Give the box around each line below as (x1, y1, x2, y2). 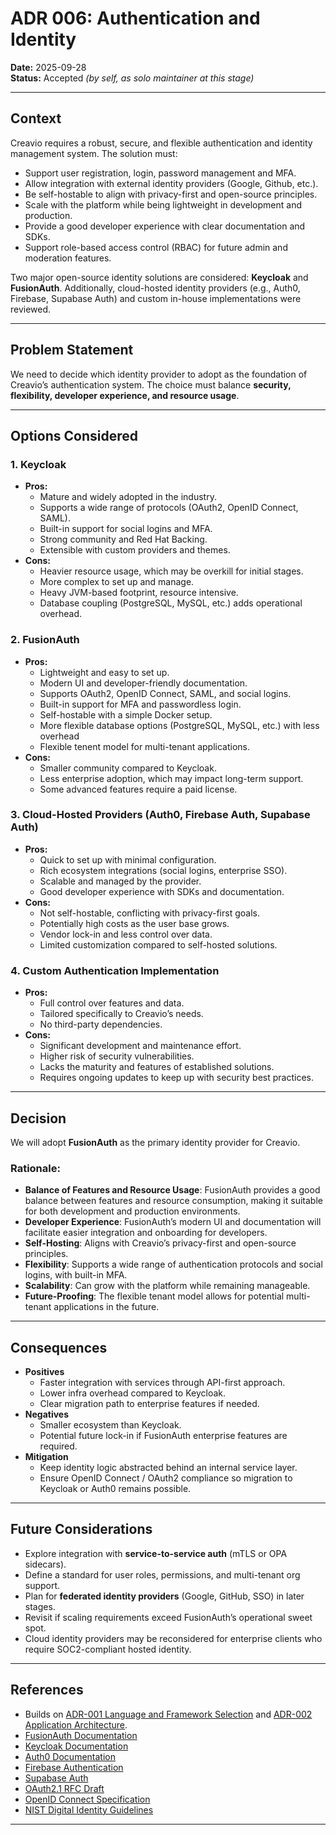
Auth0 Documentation (24, 1750, 116, 1762)
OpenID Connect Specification (24, 1793, 151, 1805)
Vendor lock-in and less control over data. (39, 928, 213, 940)
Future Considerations (10, 1521, 153, 1538)
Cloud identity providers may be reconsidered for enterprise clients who (24, 1632, 323, 1644)
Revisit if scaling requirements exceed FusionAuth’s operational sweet (24, 1611, 313, 1623)
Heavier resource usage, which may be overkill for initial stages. (39, 565, 304, 577)
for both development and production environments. (24, 1205, 241, 1217)
